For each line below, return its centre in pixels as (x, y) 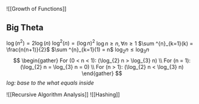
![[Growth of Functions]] (36, 9)
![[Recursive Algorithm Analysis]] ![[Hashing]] (63, 95)
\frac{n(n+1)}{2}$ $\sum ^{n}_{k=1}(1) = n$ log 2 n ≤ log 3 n (78, 50)
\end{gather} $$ (102, 73)
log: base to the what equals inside (50, 83)
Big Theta (25, 28)
